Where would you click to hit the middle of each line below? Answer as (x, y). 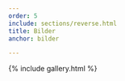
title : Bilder (32, 31)
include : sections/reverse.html (62, 23)
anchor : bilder (34, 38)
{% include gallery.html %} (53, 69)
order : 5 (23, 16)
